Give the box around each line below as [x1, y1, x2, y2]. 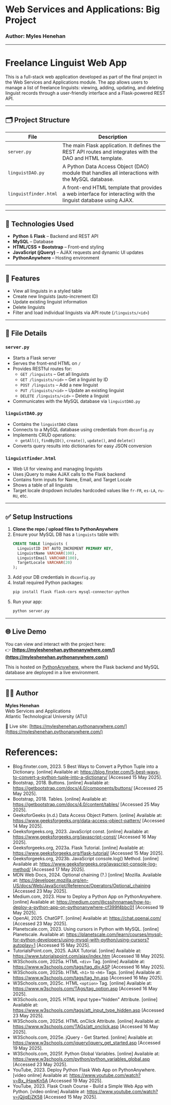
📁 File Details [5, 329, 47, 338]
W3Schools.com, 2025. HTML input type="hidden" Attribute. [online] [12, 996, 158, 1003]
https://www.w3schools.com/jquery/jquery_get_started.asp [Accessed [12, 1039, 161, 1046]
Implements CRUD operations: [12, 432, 76, 438]
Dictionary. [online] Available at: [12, 768, 79, 775]
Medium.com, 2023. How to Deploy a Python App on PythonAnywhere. [12, 893, 162, 900]
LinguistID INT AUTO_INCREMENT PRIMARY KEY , [17, 546, 113, 551]
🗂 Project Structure [5, 116, 70, 124]
